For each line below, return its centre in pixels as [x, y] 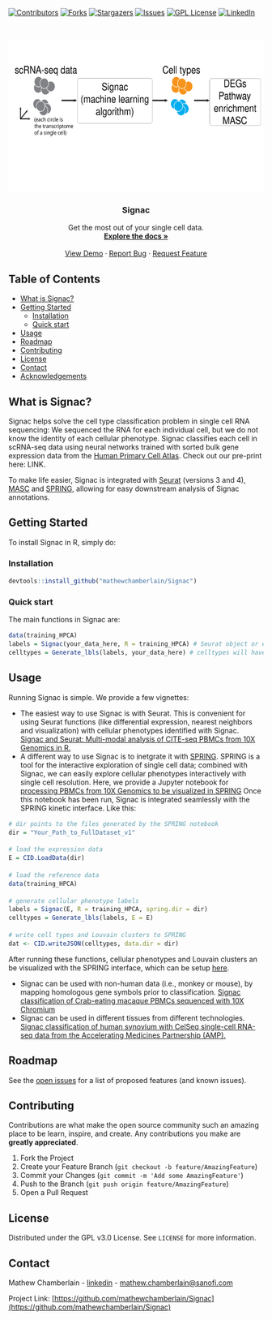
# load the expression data [56, 849]
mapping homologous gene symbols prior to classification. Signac [130, 992]
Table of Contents [55, 279]
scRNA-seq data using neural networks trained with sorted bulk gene [123, 447]
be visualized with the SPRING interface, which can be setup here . [119, 967]
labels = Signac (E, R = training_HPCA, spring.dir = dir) [108, 909]
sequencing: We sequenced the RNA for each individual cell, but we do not [134, 429]
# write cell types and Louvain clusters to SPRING [97, 935]
